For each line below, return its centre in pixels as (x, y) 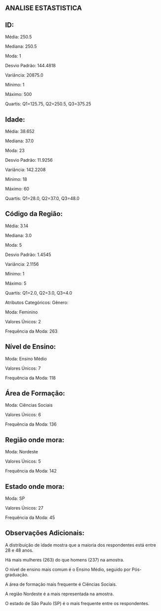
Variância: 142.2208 (25, 170)
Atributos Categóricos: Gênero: (37, 302)
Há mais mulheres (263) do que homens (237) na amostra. (65, 560)
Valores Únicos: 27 (24, 508)
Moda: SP (15, 498)
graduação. (17, 574)
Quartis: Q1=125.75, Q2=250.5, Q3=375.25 (48, 104)
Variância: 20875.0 (24, 75)
